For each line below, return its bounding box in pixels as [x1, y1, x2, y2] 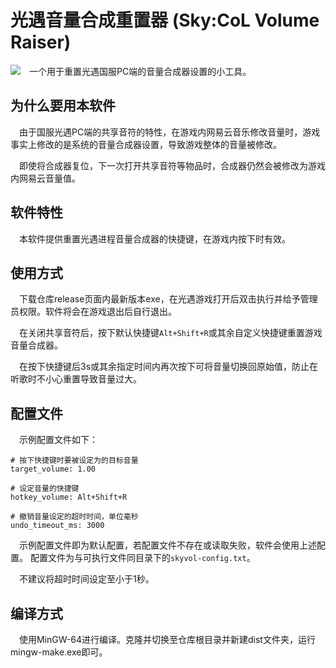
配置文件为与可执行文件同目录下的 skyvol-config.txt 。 [29, 552, 256, 564]
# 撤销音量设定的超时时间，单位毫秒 [10, 512, 139, 522]
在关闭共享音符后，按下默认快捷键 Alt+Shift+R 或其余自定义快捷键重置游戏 [19, 327, 323, 339]
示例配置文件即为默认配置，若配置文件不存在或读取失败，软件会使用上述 [19, 539, 317, 551]
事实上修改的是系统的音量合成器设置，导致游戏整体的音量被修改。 [10, 138, 282, 150]
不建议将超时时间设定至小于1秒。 [19, 573, 155, 585]
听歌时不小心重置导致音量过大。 [10, 373, 142, 385]
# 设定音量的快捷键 [10, 484, 80, 494]
